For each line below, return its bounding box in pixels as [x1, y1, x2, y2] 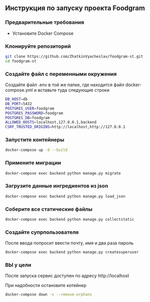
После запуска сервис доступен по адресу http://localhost [5, 273, 129, 279]
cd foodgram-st [5, 58, 37, 64]
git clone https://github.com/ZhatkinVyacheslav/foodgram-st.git [5, 54, 143, 59]
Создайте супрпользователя [5, 229, 79, 236]
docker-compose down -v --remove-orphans [5, 292, 92, 297]
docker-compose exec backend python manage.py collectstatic [5, 217, 135, 222]
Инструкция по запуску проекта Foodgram [5, 4, 145, 12]
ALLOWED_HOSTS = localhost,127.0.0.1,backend [5, 120, 97, 125]
